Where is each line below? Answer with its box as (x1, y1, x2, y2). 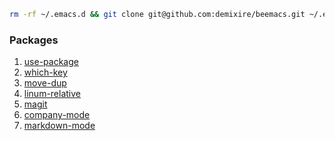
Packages (9, 33, 59, 47)
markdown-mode (23, 120, 96, 132)
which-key (23, 66, 68, 79)
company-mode (23, 109, 91, 121)
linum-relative (23, 88, 82, 100)
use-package (23, 56, 79, 68)
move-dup (23, 77, 67, 89)
